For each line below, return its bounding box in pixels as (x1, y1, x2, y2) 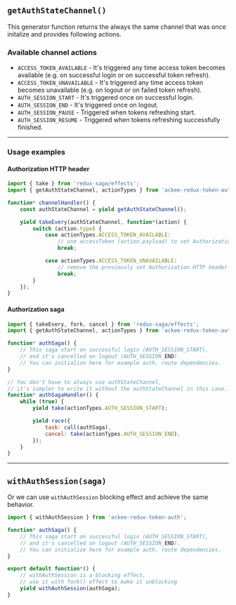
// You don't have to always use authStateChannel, (7, 378, 162, 385)
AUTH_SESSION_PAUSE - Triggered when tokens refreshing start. (17, 108, 196, 117)
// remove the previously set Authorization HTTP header (57, 263, 228, 271)
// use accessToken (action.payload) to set (57, 238, 190, 245)
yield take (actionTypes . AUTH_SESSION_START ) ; (32, 405, 169, 412)
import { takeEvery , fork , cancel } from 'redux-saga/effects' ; (7, 321, 199, 328)
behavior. (7, 500, 34, 509)
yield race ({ (32, 418, 71, 425)
